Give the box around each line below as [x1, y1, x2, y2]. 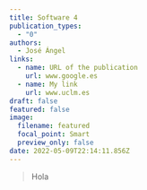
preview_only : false [17, 138, 94, 147]
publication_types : [9, 22, 82, 30]
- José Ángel [17, 47, 66, 56]
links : [9, 55, 34, 64]
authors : [9, 38, 42, 47]
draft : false [9, 96, 58, 106]
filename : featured [17, 122, 91, 131]
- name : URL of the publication [17, 64, 139, 73]
